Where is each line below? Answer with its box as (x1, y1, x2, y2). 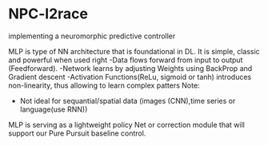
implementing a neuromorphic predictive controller (8, 31, 176, 41)
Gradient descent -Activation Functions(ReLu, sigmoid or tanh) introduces (8, 72, 252, 81)
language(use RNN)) (19, 105, 88, 114)
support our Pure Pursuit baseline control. (8, 128, 146, 138)
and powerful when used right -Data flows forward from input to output (8, 55, 243, 65)
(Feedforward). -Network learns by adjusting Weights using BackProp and (8, 63, 253, 73)
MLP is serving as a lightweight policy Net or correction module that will (8, 120, 246, 129)
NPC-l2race (8, 5, 88, 23)
